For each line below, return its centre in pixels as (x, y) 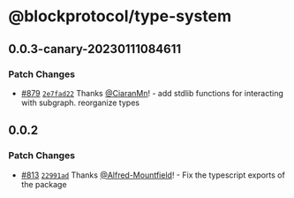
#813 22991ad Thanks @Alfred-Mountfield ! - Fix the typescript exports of (153, 175)
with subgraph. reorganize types (80, 103)
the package (44, 184)
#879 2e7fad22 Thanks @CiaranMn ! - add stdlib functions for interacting (152, 93)
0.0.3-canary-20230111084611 (95, 49)
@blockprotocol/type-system (120, 16)
